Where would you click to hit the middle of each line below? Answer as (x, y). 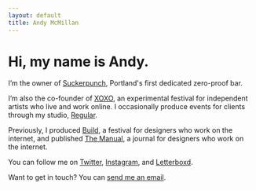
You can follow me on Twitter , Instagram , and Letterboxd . (101, 163)
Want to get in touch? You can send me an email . (87, 177)
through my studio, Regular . (53, 115)
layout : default (35, 15)
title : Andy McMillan (44, 23)
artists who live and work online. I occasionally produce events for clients (127, 107)
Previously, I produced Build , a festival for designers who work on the (121, 130)
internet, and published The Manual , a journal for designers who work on (126, 139)
